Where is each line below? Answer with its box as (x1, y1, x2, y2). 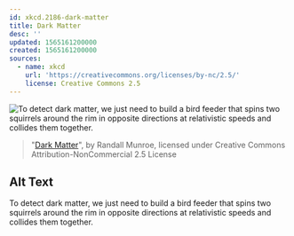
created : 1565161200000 (9, 46, 98, 55)
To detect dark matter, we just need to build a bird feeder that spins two (9, 198, 272, 208)
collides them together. (9, 216, 93, 227)
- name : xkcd (17, 63, 66, 72)
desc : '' (9, 29, 42, 38)
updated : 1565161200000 (9, 37, 98, 47)
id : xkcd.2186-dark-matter (9, 12, 109, 22)
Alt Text (9, 175, 53, 190)
